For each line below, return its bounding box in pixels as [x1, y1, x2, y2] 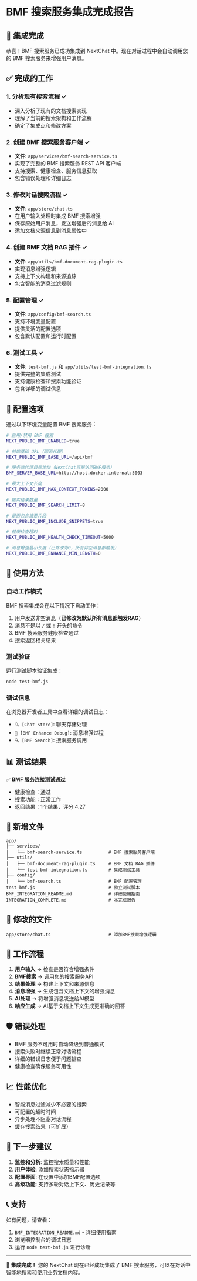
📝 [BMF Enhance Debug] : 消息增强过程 [14, 729, 104, 736]
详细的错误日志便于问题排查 [14, 1055, 82, 1062]
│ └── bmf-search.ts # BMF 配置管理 [6, 878, 142, 884]
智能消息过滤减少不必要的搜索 [14, 1101, 87, 1108]
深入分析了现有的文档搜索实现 [14, 107, 87, 114]
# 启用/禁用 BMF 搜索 [6, 432, 54, 438]
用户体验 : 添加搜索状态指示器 [14, 1166, 85, 1173]
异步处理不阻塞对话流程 [14, 1116, 72, 1123]
